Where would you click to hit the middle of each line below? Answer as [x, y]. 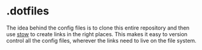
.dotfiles [28, 11]
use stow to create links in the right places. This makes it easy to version [97, 34]
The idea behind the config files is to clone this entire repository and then [98, 28]
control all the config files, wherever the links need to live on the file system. [102, 40]
